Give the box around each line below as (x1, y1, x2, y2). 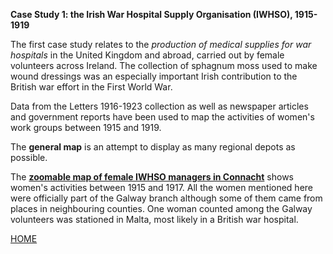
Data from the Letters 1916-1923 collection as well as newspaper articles (10, 100, 309, 112)
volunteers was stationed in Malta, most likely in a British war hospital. (10, 214, 299, 225)
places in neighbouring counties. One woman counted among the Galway (10, 203, 313, 214)
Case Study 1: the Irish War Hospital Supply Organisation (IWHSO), (10, 9, 293, 20)
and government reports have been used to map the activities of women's (10, 111, 315, 123)
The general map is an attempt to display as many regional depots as (10, 141, 296, 153)
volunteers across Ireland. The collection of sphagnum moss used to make (10, 60, 318, 71)
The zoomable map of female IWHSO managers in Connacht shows (10, 171, 294, 183)
